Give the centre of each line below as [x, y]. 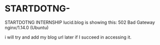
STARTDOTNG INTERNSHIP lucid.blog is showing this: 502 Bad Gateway [80, 22]
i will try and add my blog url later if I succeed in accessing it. [68, 37]
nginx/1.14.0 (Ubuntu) [27, 27]
